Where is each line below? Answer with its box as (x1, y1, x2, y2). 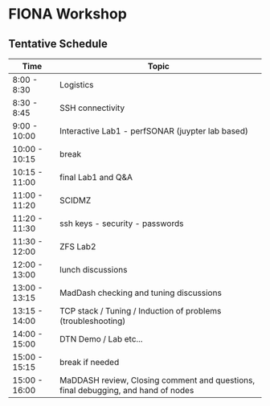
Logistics (59, 80, 94, 90)
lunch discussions (59, 265, 128, 275)
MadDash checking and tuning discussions (59, 287, 223, 298)
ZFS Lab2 (59, 241, 96, 252)
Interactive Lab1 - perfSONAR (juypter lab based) (59, 125, 249, 137)
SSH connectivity (59, 102, 125, 113)
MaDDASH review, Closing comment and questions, (59, 375, 256, 386)
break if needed (59, 357, 120, 367)
